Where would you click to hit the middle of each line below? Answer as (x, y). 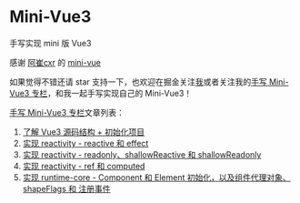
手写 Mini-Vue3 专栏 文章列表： (67, 112)
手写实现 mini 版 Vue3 (50, 43)
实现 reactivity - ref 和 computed (84, 166)
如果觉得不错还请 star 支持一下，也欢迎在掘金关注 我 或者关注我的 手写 (139, 81)
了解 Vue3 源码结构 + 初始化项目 (84, 132)
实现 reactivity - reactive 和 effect (85, 143)
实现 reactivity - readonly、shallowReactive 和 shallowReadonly (142, 154)
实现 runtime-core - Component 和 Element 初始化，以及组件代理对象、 (156, 177)
